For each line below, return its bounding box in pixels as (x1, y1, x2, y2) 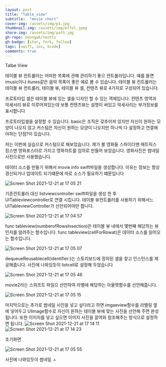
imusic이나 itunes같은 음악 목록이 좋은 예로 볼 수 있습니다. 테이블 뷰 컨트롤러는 (5, 79, 157, 85)
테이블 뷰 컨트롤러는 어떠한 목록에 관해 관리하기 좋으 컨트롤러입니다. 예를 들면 (5, 72, 154, 78)
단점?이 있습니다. (18, 131, 51, 137)
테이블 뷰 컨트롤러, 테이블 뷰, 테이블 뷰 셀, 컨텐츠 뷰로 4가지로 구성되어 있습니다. (5, 85, 159, 91)
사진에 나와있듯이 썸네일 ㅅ (5, 356, 57, 362)
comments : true (5, 49, 37, 53)
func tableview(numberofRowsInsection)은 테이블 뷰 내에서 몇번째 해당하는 (5, 223, 154, 229)
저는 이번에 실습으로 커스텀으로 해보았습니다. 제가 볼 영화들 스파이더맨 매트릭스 (5, 141, 157, 147)
